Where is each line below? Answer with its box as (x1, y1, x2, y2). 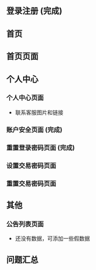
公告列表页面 (6, 219, 44, 228)
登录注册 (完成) (6, 5, 63, 16)
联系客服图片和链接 (15, 109, 64, 116)
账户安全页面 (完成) (6, 125, 63, 134)
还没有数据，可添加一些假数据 (15, 235, 90, 243)
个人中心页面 (6, 93, 44, 102)
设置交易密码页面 (6, 161, 57, 170)
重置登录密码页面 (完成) (6, 143, 75, 151)
